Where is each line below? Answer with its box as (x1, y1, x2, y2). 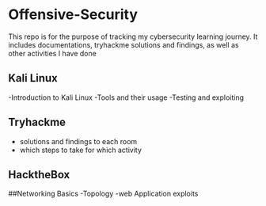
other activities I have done (8, 48, 97, 58)
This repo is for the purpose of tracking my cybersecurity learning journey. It (8, 32, 258, 41)
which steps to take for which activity (19, 145, 142, 154)
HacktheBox (8, 168, 70, 181)
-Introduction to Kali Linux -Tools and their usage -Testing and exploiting (8, 93, 244, 102)
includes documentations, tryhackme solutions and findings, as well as (8, 40, 239, 49)
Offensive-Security (8, 6, 139, 24)
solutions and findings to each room (19, 136, 138, 146)
